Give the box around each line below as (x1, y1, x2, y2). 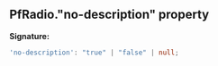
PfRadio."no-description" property (9, 7, 210, 22)
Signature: (9, 30, 50, 41)
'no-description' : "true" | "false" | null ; (9, 48, 179, 57)
